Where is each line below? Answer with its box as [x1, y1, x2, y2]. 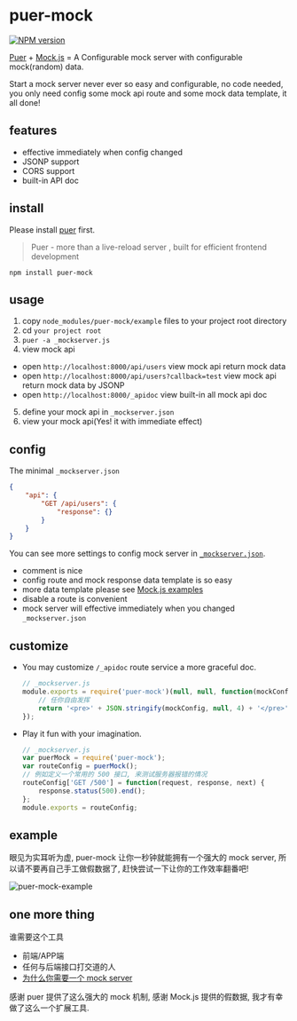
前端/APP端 [21, 951, 65, 962]
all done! [9, 97, 42, 107]
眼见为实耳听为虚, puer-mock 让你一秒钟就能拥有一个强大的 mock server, [9, 852, 277, 863]
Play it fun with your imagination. [21, 728, 142, 739]
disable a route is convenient [21, 594, 128, 605]
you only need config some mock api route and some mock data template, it [9, 88, 287, 99]
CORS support [21, 165, 75, 176]
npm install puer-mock [9, 268, 93, 277]
